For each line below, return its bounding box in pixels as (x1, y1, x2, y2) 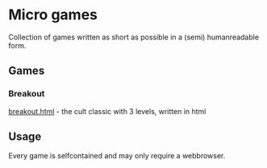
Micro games (8, 6, 98, 24)
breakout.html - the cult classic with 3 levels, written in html (8, 106, 207, 116)
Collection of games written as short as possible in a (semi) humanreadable (8, 32, 260, 42)
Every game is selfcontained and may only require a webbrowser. (8, 151, 226, 161)
